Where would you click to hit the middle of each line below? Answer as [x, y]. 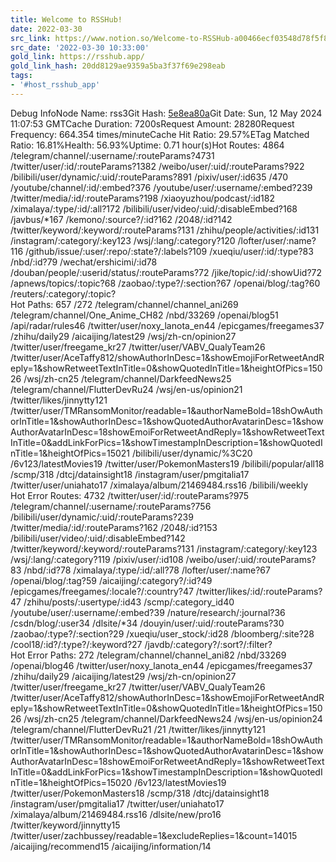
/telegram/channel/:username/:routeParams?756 [111, 506]
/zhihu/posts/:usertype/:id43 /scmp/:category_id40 [129, 602]
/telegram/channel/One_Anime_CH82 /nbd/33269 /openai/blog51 [144, 315]
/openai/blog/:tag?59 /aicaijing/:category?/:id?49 [111, 580]
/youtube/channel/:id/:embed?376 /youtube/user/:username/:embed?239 [161, 187]
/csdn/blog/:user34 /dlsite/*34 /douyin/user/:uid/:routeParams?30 [147, 623]
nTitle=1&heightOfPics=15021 [70, 453]
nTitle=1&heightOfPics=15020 [71, 782]
